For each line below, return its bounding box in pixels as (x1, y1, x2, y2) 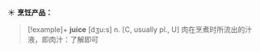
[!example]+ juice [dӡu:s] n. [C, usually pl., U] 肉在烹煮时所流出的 (27, 25, 245, 34)
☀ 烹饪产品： (7, 8, 53, 17)
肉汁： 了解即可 (48, 35, 99, 44)
